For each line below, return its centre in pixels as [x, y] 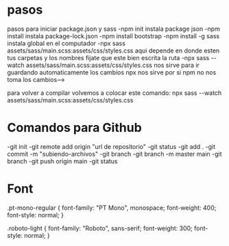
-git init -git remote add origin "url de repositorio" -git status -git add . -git [111, 146]
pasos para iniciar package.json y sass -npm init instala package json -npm [114, 29]
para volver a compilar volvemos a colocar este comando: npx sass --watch [114, 93]
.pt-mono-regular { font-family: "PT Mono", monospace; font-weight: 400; [112, 208]
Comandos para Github [74, 128]
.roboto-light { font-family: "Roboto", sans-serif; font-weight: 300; [100, 228]
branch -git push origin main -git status [62, 161]
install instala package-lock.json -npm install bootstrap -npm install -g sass [113, 36]
